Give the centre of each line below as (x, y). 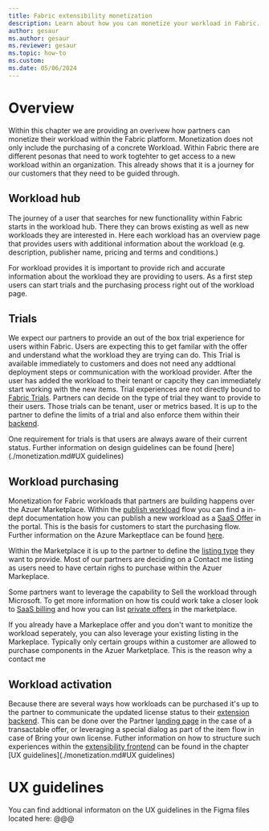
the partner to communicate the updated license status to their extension (129, 712)
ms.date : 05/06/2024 (43, 68)
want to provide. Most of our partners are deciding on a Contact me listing (131, 560)
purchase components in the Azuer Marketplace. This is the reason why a (130, 651)
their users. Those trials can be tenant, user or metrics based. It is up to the (133, 407)
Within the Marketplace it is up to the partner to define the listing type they (132, 551)
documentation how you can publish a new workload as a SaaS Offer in (143, 518)
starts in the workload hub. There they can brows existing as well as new (128, 226)
